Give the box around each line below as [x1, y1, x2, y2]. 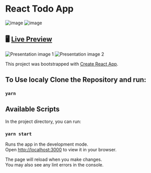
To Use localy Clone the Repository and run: [5, 75, 146, 84]
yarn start [5, 131, 32, 137]
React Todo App [5, 3, 74, 15]
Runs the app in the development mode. [5, 141, 88, 147]
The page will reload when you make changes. [5, 156, 103, 162]
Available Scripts [5, 105, 60, 114]
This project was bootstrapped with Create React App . [5, 61, 119, 67]
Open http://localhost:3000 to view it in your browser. [5, 147, 117, 153]
